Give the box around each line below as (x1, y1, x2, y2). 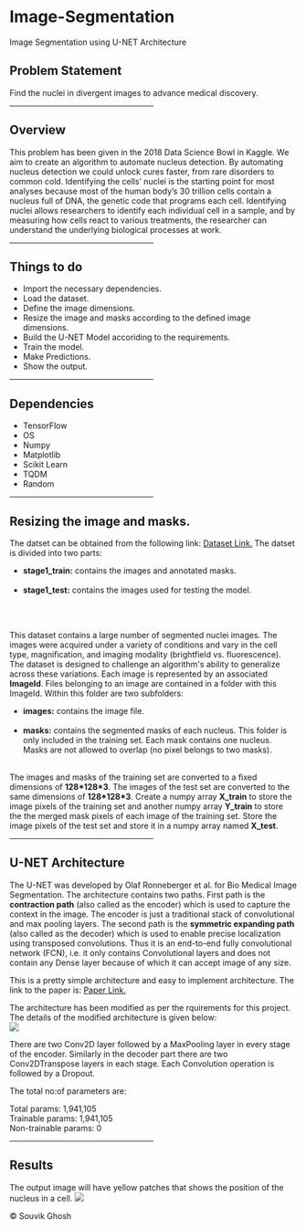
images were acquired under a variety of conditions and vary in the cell (9, 639, 278, 650)
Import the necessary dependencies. (22, 283, 163, 294)
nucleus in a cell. (9, 1192, 73, 1203)
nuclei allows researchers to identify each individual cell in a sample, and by (9, 205, 295, 215)
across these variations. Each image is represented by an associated (9, 668, 268, 679)
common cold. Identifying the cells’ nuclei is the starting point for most (9, 175, 276, 186)
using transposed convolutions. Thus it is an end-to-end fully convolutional (9, 938, 292, 949)
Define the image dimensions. (22, 303, 135, 314)
